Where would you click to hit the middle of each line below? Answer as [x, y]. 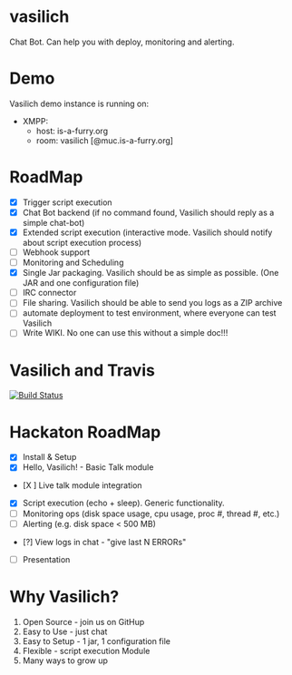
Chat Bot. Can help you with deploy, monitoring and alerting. [122, 42]
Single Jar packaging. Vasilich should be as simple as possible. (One [151, 273]
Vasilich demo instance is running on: [79, 103]
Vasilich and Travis [83, 370]
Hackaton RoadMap [85, 432]
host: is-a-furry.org [72, 131]
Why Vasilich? [64, 597]
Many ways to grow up [65, 660]
